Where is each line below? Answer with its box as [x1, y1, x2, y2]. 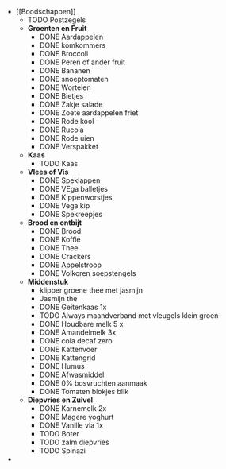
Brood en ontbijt [27, 218, 82, 227]
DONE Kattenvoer [39, 345, 98, 354]
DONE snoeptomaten [39, 75, 109, 83]
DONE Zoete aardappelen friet [39, 108, 139, 118]
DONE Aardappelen [39, 32, 104, 41]
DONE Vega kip [39, 201, 90, 210]
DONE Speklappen [39, 176, 101, 185]
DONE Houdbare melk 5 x [39, 320, 124, 328]
